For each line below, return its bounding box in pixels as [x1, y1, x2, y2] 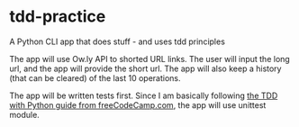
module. [9, 109, 41, 120]
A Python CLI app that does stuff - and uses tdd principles [9, 36, 225, 47]
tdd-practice [9, 6, 106, 27]
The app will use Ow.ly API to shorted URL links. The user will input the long [9, 53, 290, 64]
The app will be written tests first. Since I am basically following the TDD [9, 90, 278, 101]
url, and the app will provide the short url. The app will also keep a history [9, 63, 282, 74]
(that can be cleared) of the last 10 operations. [9, 72, 182, 83]
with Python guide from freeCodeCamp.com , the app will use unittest [9, 99, 267, 110]
